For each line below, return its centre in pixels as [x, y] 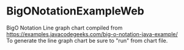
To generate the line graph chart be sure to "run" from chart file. [87, 40]
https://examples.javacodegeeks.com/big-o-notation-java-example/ [92, 34]
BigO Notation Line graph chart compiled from [64, 28]
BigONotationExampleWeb [75, 11]
